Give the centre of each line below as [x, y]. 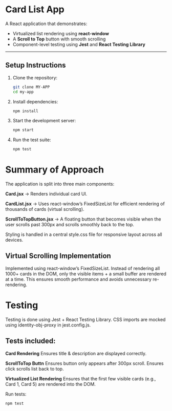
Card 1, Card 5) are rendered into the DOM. [51, 384]
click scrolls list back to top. [35, 369]
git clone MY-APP [31, 87]
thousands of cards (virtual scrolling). [45, 209]
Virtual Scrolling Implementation [58, 256]
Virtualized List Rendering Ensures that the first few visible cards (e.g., [81, 378]
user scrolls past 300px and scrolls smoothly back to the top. [70, 225]
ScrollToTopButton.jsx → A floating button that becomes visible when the [83, 219]
